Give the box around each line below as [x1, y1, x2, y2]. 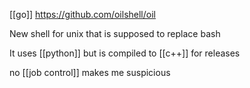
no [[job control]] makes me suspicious [9, 67, 171, 78]
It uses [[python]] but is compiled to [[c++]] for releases [9, 47, 241, 59]
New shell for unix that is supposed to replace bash [9, 28, 221, 39]
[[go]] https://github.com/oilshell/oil [9, 9, 156, 20]
